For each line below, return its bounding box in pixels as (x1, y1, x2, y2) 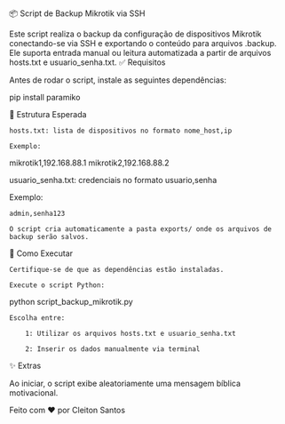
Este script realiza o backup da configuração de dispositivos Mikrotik (9, 28, 262, 39)
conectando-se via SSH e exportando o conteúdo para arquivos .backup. (9, 38, 277, 48)
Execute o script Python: (9, 281, 105, 290)
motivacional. (9, 388, 59, 398)
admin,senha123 (9, 209, 66, 218)
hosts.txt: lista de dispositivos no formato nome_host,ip (9, 126, 233, 135)
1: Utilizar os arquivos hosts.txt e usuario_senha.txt (25, 329, 237, 338)
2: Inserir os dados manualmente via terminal (25, 345, 201, 354)
